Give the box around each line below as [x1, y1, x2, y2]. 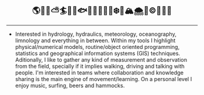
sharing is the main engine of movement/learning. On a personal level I [15, 75, 192, 82]
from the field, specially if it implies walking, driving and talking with [15, 62, 185, 70]
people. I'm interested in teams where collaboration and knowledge [15, 69, 184, 76]
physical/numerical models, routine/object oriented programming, [15, 43, 180, 50]
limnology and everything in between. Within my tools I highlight [15, 36, 176, 44]
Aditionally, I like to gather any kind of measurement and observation [15, 56, 187, 63]
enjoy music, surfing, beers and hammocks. [15, 82, 125, 89]
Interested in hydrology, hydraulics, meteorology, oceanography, [15, 30, 177, 38]
